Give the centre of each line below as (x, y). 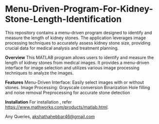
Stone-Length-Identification (63, 19)
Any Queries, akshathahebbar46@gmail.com (50, 116)
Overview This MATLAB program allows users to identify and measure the (79, 57)
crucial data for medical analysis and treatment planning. (62, 48)
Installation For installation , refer (38, 102)
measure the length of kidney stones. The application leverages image (75, 38)
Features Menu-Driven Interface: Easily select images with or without (75, 82)
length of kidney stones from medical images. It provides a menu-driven (77, 62)
